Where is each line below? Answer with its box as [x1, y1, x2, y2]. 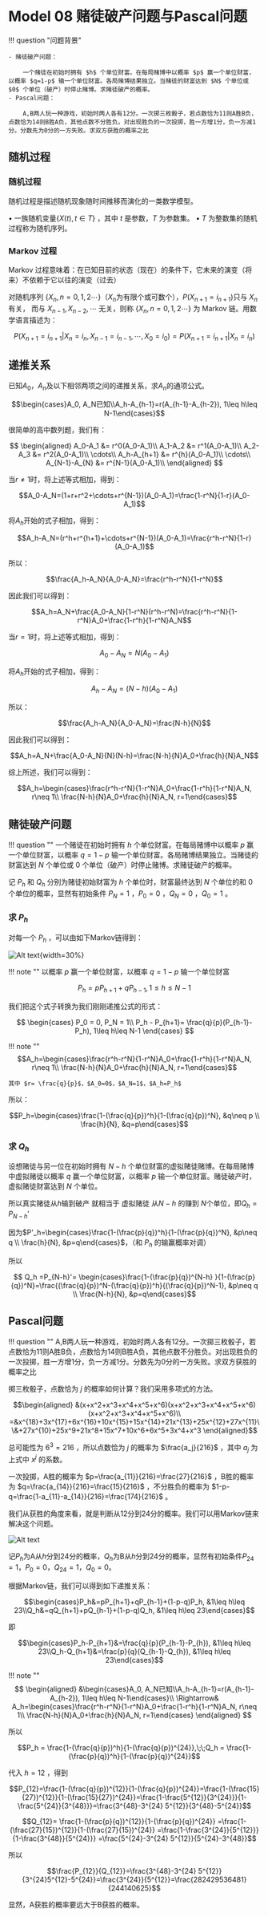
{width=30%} [39, 950, 85, 959]
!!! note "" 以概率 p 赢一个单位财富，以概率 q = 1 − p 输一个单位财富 [8, 967, 230, 976]
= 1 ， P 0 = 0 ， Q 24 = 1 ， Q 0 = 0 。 [8, 1562, 116, 1575]
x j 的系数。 [30, 1453, 67, 1464]
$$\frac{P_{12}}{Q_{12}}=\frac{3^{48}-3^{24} [46, 1866, 197, 1876]
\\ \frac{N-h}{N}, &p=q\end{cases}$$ [72, 1289, 197, 1299]
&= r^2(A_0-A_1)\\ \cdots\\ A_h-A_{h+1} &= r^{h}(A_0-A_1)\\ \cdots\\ [31, 449, 250, 459]
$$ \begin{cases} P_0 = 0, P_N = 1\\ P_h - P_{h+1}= [16, 1017, 186, 1027]
